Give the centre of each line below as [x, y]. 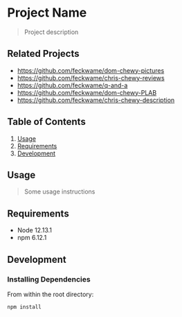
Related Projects [43, 54]
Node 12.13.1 [35, 230]
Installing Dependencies [49, 279]
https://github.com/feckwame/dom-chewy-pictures [91, 70]
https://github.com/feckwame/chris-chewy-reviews [91, 78]
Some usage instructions [60, 191]
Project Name [47, 13]
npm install [24, 307]
